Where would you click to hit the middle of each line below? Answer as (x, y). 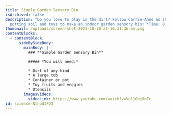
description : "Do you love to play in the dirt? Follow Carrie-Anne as (83, 19)
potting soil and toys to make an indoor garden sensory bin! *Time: (85, 24)
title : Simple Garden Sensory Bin (42, 10)
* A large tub (43, 75)
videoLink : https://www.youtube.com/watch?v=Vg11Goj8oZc (90, 99)
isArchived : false (25, 15)
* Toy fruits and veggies (55, 85)
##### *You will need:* (53, 61)
